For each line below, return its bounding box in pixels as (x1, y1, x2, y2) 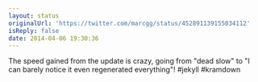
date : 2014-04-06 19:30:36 (8, 34, 99, 43)
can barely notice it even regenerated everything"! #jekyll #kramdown (8, 65, 241, 75)
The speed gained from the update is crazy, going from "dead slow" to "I (8, 56, 250, 66)
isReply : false (8, 27, 60, 35)
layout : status (8, 11, 60, 20)
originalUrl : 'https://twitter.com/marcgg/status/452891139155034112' (8, 19, 251, 27)
